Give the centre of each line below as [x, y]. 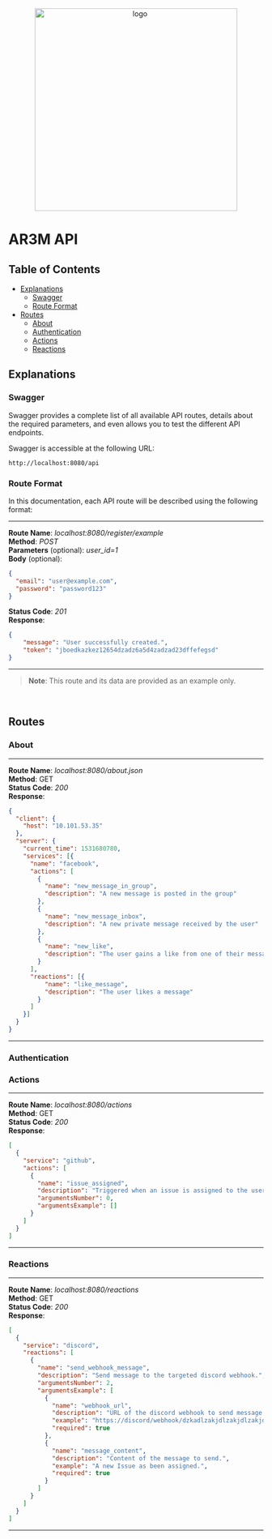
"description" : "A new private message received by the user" [151, 924]
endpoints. [26, 432]
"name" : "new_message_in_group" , [101, 887]
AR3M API [43, 239]
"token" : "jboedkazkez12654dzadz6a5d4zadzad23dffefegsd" [121, 650]
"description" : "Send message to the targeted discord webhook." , [152, 1376]
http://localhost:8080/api [54, 463]
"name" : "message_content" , [99, 1451]
